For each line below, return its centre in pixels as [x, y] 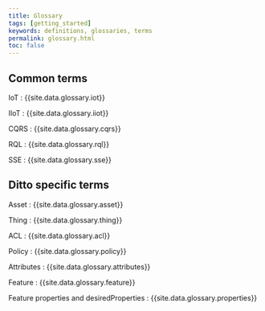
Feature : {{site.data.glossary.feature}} [72, 282]
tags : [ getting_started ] [50, 23]
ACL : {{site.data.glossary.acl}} [59, 235]
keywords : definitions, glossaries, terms [80, 31]
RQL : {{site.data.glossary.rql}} [59, 144]
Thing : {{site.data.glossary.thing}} [65, 220]
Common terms [48, 78]
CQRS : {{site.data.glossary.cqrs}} [65, 129]
